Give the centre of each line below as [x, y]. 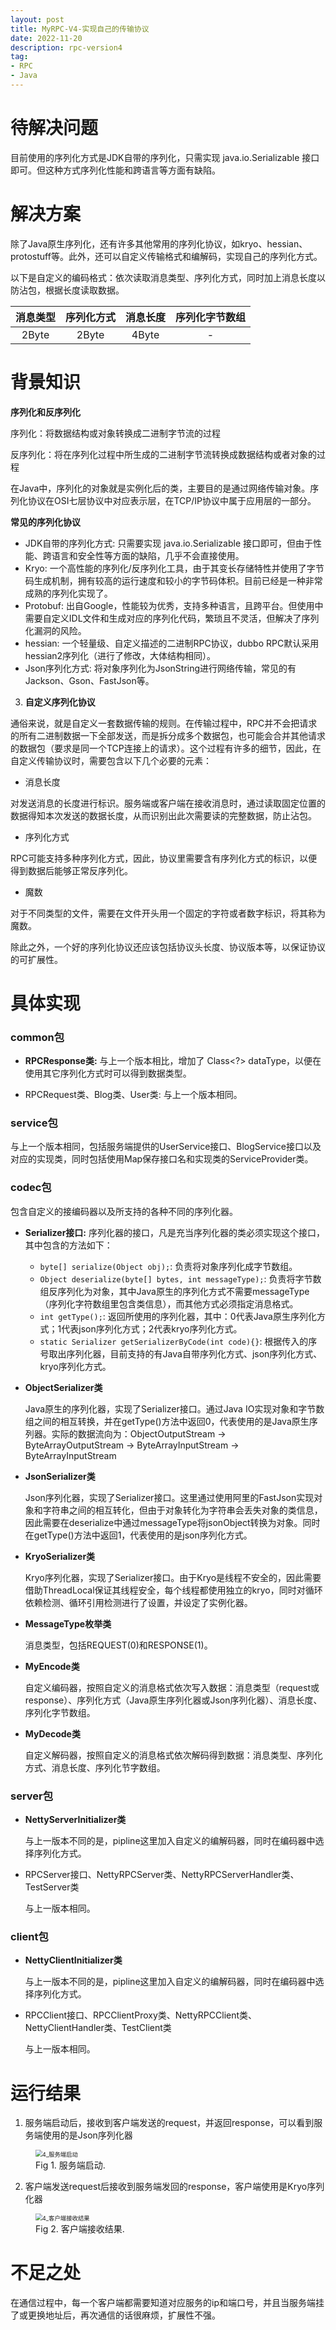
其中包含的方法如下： [68, 1245]
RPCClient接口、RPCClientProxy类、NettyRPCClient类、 [141, 2015]
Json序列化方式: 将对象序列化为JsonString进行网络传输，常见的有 [160, 668]
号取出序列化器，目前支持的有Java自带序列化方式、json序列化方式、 [181, 1353]
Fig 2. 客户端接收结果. [80, 2229]
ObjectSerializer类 [63, 1387]
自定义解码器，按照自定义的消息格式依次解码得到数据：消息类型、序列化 [173, 1755]
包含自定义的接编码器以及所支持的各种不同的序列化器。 [124, 1211]
